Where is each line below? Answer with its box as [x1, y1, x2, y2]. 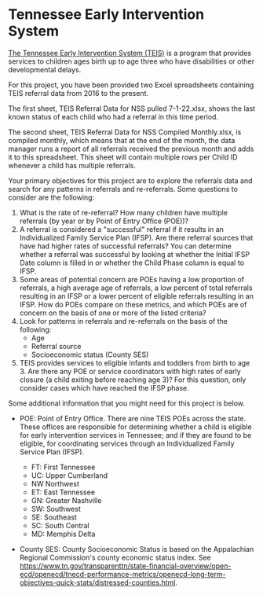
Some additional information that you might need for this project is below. [8, 399, 246, 408]
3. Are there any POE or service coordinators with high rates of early [19, 366, 241, 376]
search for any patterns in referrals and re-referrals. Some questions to [8, 184, 238, 193]
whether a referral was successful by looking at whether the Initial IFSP [19, 249, 250, 259]
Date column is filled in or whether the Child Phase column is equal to [19, 258, 245, 267]
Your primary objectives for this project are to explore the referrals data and [8, 175, 253, 185]
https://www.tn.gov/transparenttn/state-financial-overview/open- [19, 560, 232, 571]
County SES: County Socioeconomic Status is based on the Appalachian [19, 544, 254, 553]
